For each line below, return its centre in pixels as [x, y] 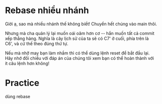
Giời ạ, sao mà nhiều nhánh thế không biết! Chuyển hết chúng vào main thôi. [81, 24]
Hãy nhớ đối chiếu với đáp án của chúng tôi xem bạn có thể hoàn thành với [80, 58]
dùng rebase [18, 96]
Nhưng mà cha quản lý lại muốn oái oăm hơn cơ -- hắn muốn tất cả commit [80, 33]
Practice [22, 83]
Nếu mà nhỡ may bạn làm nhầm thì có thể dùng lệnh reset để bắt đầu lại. [77, 53]
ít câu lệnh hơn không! [27, 63]
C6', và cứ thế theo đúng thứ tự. [37, 43]
